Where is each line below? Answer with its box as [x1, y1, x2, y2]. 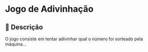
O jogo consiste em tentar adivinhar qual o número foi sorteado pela [5, 36, 144, 42]
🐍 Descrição [5, 23, 43, 31]
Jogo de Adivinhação [5, 3, 94, 15]
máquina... [5, 41, 27, 47]
